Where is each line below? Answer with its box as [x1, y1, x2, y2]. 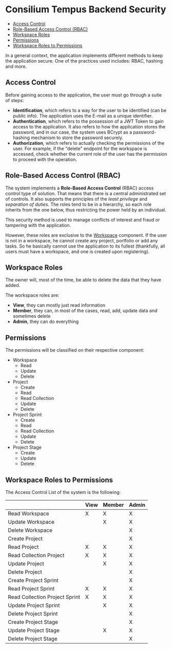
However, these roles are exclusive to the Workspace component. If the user [5, 232, 167, 238]
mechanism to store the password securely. [30, 135, 123, 141]
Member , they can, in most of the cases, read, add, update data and [12, 308, 158, 314]
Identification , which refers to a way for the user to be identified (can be [12, 107, 167, 113]
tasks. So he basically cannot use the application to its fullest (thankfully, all [5, 243, 165, 249]
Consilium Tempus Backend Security [5, 4, 166, 15]
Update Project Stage [8, 627, 60, 634]
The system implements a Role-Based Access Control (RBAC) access [5, 185, 154, 191]
